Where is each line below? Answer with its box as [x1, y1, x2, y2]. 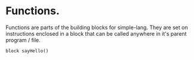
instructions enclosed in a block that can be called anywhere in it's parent [5, 30, 187, 37]
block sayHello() [5, 48, 49, 54]
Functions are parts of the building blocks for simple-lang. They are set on [5, 24, 189, 31]
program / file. [5, 36, 41, 43]
